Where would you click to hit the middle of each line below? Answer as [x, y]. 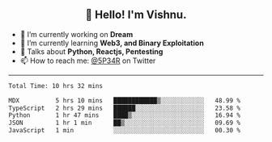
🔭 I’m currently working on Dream [76, 34]
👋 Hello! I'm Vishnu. [136, 15]
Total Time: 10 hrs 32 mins [56, 86]
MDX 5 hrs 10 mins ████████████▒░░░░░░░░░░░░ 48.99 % [125, 100]
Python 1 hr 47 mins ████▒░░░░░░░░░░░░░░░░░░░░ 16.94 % [125, 115]
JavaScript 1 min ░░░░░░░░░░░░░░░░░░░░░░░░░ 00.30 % [125, 131]
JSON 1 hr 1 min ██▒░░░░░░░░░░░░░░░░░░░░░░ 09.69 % [125, 123]
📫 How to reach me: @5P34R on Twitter [88, 61]
